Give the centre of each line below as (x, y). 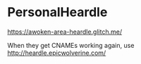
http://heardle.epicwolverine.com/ (57, 53)
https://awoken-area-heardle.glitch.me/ (65, 32)
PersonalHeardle (57, 12)
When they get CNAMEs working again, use (71, 45)
